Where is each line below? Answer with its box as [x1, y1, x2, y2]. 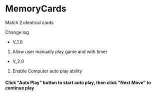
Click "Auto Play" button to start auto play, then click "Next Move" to [5, 79, 151, 85]
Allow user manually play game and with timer [12, 48, 107, 54]
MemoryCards [5, 3, 66, 14]
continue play [5, 84, 34, 90]
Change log [5, 29, 29, 35]
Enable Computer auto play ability [12, 68, 82, 74]
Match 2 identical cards [5, 19, 54, 25]
